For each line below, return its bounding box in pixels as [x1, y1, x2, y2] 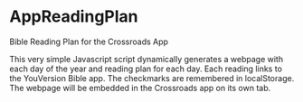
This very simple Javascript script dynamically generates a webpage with [9, 53, 283, 64]
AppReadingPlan [9, 6, 138, 27]
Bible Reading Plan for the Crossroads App [9, 36, 169, 47]
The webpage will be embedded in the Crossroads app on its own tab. [9, 82, 271, 93]
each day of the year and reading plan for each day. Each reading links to [9, 63, 283, 74]
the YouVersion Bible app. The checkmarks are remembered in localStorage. [9, 72, 295, 83]
